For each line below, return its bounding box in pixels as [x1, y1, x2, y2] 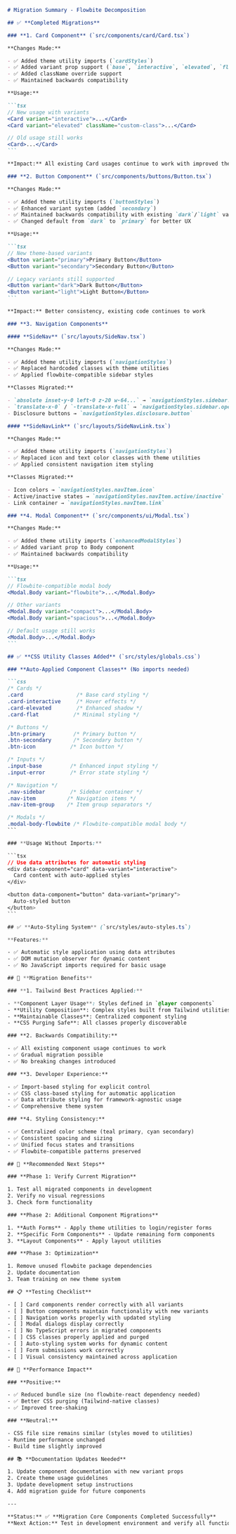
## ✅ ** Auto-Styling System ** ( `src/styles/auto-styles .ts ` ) [7, 924, 192, 931]
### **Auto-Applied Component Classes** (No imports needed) [7, 666, 190, 673]
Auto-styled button [13, 898, 71, 905]
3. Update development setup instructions [7, 1481, 133, 1488]
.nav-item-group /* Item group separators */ [7, 801, 152, 808]
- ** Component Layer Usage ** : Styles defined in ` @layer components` [7, 999, 216, 1007]
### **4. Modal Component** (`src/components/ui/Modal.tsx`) [7, 512, 190, 519]
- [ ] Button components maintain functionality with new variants [7, 1307, 209, 1315]
